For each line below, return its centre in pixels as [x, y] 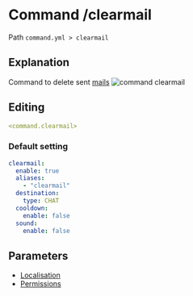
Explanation [39, 63]
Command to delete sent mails [59, 81]
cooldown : [32, 208]
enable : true [38, 171]
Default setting [38, 147]
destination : [38, 194]
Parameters [38, 256]
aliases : [30, 178]
